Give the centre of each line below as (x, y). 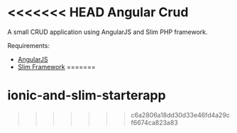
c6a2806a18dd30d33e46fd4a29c (181, 115)
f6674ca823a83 (155, 122)
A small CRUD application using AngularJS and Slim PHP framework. (108, 32)
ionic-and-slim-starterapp (87, 96)
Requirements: (28, 45)
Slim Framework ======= (56, 66)
